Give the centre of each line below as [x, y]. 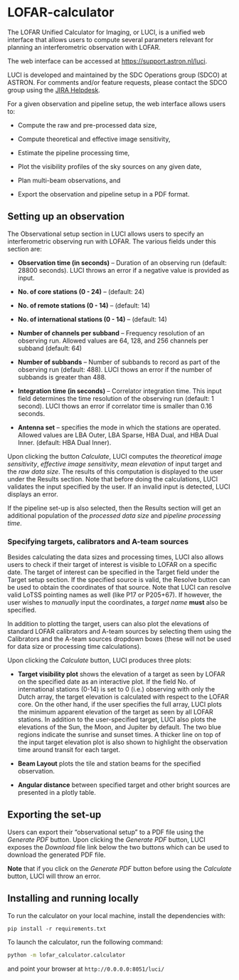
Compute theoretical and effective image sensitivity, [94, 139]
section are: [25, 249]
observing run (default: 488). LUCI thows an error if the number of [115, 369]
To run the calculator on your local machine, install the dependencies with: [116, 915]
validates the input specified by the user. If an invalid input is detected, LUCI [119, 486]
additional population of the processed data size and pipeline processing [114, 515]
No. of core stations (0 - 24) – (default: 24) [81, 291]
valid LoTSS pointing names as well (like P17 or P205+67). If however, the [115, 595]
